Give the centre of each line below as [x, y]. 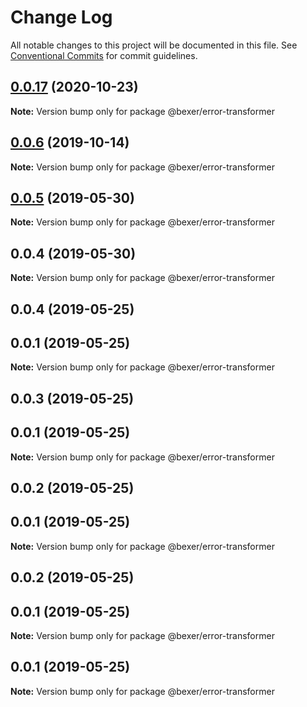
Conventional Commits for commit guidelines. [104, 55]
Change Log [61, 17]
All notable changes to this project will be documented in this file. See [154, 45]
